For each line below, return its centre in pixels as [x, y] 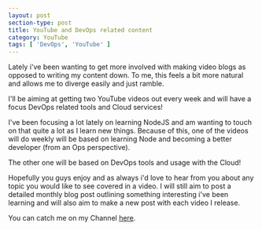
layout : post [30, 15]
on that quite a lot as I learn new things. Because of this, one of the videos [129, 131]
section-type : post [40, 23]
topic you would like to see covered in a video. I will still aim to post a [120, 186]
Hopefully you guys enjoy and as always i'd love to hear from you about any [131, 178]
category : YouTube [38, 37]
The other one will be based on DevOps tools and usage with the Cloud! [125, 162]
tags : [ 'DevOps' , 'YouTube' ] [59, 45]
